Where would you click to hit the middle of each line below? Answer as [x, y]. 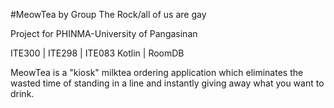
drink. [22, 93]
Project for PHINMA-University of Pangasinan [104, 33]
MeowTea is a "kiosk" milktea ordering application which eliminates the [157, 72]
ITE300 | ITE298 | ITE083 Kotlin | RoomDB [97, 53]
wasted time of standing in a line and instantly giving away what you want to [167, 83]
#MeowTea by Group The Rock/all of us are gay [108, 14]
